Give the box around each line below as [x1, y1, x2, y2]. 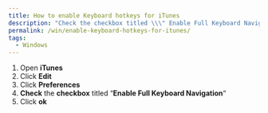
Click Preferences [19, 80, 81, 90]
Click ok [19, 97, 48, 107]
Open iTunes [19, 63, 64, 72]
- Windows [15, 41, 48, 49]
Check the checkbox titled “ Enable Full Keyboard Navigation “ [19, 88, 227, 98]
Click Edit [19, 72, 52, 81]
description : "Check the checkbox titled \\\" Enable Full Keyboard [8, 19, 241, 27]
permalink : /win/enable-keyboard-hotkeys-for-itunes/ [8, 26, 191, 34]
